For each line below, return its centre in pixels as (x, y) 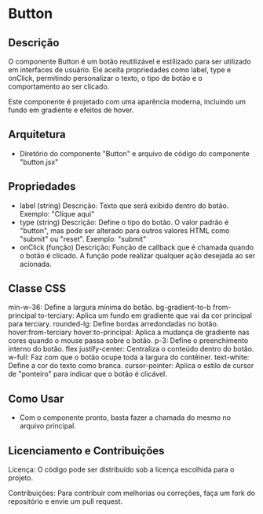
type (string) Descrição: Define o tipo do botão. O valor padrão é (124, 222)
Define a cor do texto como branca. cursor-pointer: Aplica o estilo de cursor (131, 366)
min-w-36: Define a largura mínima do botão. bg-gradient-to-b (110, 308)
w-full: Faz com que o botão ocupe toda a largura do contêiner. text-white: (129, 357)
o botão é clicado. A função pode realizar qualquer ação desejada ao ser (137, 255)
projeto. (21, 478)
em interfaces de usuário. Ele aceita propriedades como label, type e (120, 70)
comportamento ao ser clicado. (59, 86)
